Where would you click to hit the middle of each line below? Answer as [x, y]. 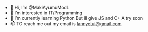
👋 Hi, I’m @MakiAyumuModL [40, 8]
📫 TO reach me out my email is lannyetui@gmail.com [66, 24]
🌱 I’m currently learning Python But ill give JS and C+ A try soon [76, 18]
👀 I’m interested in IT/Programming [46, 13]
